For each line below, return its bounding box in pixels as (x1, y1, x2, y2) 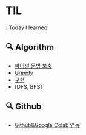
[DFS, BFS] (14, 83, 42, 90)
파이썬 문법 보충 (14, 62, 52, 69)
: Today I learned (5, 24, 48, 31)
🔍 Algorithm (5, 42, 55, 52)
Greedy (14, 69, 34, 76)
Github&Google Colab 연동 (14, 121, 80, 128)
